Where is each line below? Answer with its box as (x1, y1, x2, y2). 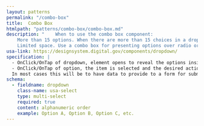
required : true (17, 99, 56, 105)
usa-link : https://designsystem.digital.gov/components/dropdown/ (6, 48, 178, 55)
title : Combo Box (6, 20, 53, 26)
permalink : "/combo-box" (6, 15, 69, 21)
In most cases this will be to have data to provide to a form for (12, 71, 186, 77)
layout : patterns (6, 8, 50, 15)
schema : (6, 76, 26, 82)
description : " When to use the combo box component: (6, 31, 154, 38)
